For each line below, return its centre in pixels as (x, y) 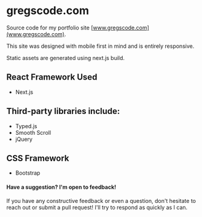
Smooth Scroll (33, 132)
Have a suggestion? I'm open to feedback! (61, 187)
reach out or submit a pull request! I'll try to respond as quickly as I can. (97, 207)
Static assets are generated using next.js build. (65, 58)
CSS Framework (38, 158)
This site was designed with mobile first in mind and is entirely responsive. (100, 46)
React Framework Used (52, 77)
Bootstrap (28, 173)
